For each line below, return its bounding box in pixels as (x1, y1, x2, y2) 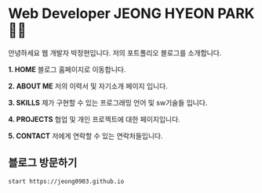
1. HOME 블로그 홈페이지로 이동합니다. (8, 64, 126, 74)
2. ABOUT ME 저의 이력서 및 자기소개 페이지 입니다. (8, 81, 169, 91)
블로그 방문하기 (8, 156, 78, 170)
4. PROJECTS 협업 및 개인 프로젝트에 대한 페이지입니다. (8, 114, 180, 123)
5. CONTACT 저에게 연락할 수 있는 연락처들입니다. (8, 130, 163, 141)
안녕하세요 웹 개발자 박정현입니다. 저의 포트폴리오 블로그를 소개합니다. (8, 48, 222, 57)
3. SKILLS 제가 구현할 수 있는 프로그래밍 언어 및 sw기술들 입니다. (8, 98, 208, 107)
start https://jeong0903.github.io (8, 177, 125, 185)
